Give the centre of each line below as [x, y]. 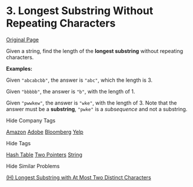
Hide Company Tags [31, 120]
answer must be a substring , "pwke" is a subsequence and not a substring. [97, 109]
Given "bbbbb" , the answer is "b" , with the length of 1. [71, 91]
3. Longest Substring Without [80, 11]
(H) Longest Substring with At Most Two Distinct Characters [79, 177]
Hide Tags [19, 143]
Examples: [19, 68]
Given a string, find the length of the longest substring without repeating [95, 51]
